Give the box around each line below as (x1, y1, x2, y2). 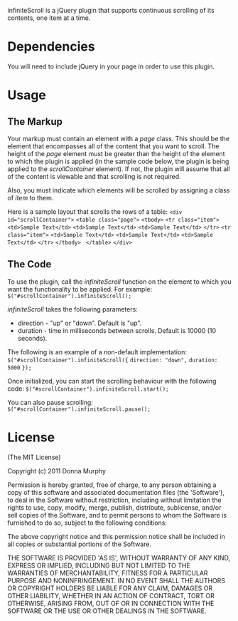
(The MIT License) (7, 453, 62, 461)
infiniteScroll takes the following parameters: (7, 304, 139, 313)
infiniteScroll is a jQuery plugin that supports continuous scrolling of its (7, 6, 215, 14)
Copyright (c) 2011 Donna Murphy (7, 466, 107, 475)
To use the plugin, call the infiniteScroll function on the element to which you (7, 277, 232, 286)
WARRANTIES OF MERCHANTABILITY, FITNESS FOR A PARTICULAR (7, 568, 208, 577)
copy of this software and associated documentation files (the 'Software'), (7, 488, 225, 496)
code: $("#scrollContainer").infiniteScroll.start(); (7, 384, 169, 393)
